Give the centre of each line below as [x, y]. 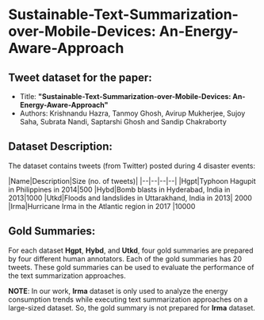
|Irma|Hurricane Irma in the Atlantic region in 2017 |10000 [102, 206]
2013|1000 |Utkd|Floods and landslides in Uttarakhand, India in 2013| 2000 [130, 198]
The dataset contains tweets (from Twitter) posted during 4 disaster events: [132, 166]
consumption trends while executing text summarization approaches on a [128, 299]
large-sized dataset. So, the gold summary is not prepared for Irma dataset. [132, 307]
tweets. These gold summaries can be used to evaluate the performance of [131, 267]
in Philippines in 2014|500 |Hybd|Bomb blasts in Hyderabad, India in [119, 189]
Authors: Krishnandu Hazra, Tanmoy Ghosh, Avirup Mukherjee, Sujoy [132, 113]
